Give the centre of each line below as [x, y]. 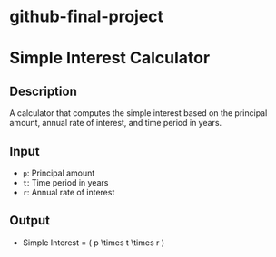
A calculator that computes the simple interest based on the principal [138, 113]
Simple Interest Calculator [110, 58]
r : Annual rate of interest [69, 192]
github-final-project [87, 17]
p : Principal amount [59, 173]
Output [30, 220]
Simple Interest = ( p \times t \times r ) [94, 243]
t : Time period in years [65, 182]
